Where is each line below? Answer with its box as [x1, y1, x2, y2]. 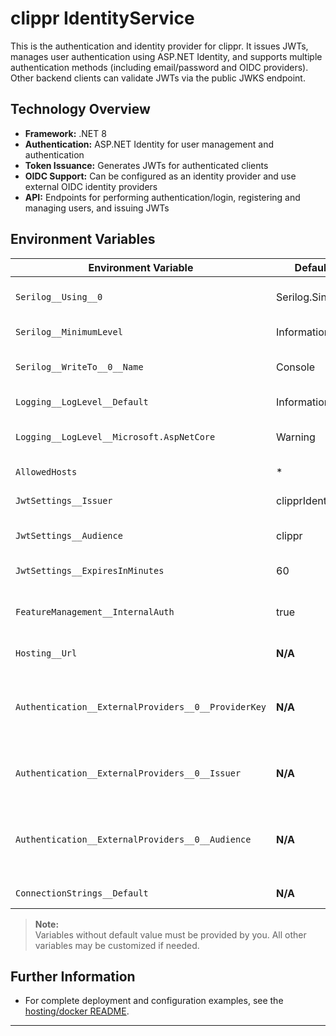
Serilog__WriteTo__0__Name [15, 361, 144, 372]
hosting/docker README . [24, 1005, 130, 1017]
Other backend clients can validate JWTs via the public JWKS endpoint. [10, 72, 306, 84]
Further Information [10, 968, 136, 985]
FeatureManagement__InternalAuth [15, 606, 175, 617]
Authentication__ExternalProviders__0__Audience [15, 833, 252, 845]
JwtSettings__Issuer [15, 495, 113, 506]
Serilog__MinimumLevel [15, 326, 123, 337]
